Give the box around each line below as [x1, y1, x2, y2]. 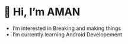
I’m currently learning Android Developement [12, 31, 123, 38]
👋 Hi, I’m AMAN [4, 5, 81, 19]
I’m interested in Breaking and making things [12, 25, 121, 32]
